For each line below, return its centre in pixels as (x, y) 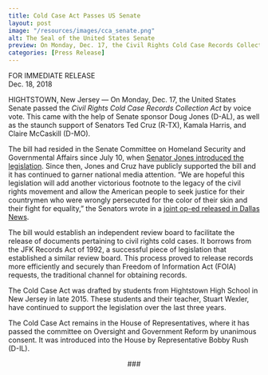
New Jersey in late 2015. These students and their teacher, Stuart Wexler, (129, 299)
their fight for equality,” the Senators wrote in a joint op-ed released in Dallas (134, 208)
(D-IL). (19, 348)
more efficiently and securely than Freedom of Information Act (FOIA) (122, 266)
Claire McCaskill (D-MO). (49, 134)
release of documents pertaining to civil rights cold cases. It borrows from (130, 241)
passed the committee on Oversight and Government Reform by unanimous (132, 331)
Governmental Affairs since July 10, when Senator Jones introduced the (126, 158)
